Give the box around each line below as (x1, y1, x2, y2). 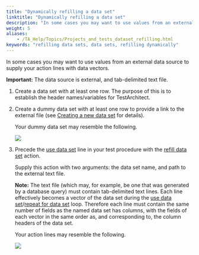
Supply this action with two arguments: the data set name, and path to (14, 163, 186, 171)
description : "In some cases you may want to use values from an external (6, 20, 195, 26)
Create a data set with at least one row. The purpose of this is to (14, 87, 172, 95)
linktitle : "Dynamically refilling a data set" (6, 14, 126, 20)
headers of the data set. (14, 219, 74, 226)
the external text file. (14, 170, 65, 177)
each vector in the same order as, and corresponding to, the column (14, 213, 182, 220)
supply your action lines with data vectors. (6, 64, 110, 71)
